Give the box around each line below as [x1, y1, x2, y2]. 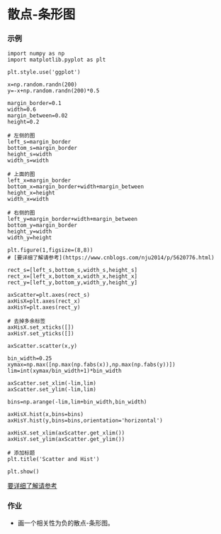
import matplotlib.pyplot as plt [7, 56, 106, 64]
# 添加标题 [7, 449, 35, 457]
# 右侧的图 [7, 209, 35, 217]
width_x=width [7, 196, 50, 203]
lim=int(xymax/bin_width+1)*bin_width [7, 367, 122, 375]
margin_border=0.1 [7, 100, 62, 107]
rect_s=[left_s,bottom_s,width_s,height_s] [7, 267, 138, 274]
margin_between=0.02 [7, 112, 69, 119]
